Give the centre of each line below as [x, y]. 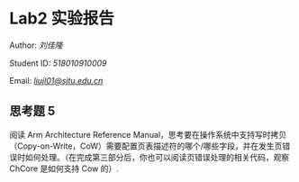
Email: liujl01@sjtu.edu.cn [56, 80]
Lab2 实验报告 [62, 18]
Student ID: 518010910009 [58, 63]
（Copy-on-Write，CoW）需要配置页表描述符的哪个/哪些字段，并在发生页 [146, 146]
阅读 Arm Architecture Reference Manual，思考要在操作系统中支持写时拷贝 [148, 134]
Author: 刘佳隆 [36, 45]
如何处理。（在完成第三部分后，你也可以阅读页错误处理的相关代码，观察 [157, 157]
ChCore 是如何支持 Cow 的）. [64, 168]
